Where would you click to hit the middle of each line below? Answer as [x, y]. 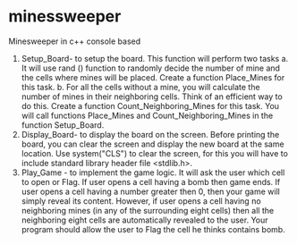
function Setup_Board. [63, 125]
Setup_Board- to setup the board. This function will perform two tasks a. [155, 58]
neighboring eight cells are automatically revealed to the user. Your [145, 220]
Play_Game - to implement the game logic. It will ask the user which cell [153, 172]
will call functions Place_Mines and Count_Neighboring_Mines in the [147, 115]
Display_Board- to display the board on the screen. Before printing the [150, 134]
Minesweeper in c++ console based [75, 41]
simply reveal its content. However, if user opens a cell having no [141, 201]
